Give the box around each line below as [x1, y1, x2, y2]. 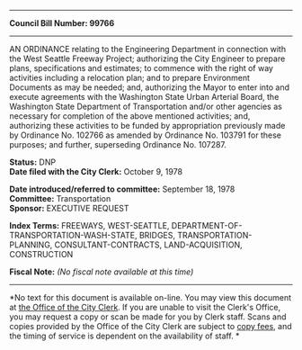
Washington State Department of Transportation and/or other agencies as [9, 101, 283, 112]
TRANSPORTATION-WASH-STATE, [9, 230, 138, 240]
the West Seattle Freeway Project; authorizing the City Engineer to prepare [9, 53, 286, 64]
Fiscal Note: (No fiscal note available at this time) [9, 266, 194, 277]
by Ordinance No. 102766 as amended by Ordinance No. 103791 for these [9, 130, 281, 140]
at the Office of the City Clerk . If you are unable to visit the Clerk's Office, [9, 302, 281, 312]
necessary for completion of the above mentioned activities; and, [9, 111, 251, 121]
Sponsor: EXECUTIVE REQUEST [9, 203, 129, 213]
